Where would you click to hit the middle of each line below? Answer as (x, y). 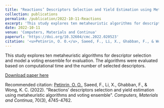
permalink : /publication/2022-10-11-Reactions (53, 19)
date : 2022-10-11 (23, 28)
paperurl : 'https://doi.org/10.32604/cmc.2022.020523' (62, 37)
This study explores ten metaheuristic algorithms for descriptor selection (78, 55)
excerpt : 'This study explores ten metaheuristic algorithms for (73, 23)
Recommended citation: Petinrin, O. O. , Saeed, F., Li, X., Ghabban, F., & (76, 85)
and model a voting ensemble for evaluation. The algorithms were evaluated (81, 60)
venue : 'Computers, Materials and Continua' (51, 32)
